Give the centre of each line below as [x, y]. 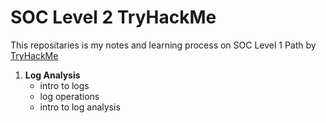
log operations [69, 96]
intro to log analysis [80, 107]
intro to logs [64, 85]
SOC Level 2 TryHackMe [113, 17]
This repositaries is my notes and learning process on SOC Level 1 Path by [163, 45]
